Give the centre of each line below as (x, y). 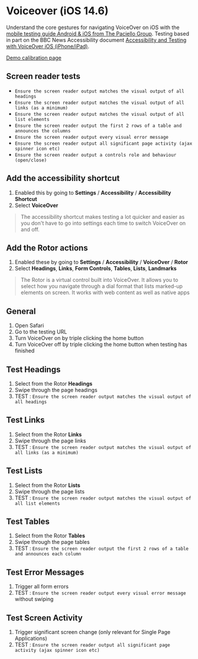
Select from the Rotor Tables (50, 536)
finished (25, 351)
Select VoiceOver (36, 205)
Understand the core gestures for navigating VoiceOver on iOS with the (93, 27)
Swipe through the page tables (52, 542)
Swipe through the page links (51, 441)
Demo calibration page (34, 58)
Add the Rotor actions (47, 248)
